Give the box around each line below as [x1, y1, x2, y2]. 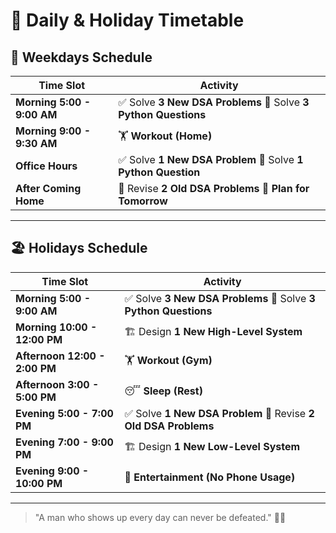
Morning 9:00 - [15, 124, 91, 138]
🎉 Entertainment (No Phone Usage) [124, 470, 296, 484]
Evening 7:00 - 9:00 [15, 435, 114, 449]
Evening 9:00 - [15, 464, 90, 478]
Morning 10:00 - [15, 320, 98, 334]
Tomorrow [118, 194, 168, 208]
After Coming [15, 182, 82, 195]
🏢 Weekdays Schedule [10, 49, 153, 66]
